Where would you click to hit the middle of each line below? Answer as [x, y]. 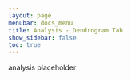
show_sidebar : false [43, 38]
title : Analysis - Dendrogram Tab [66, 30]
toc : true [25, 45]
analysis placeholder [42, 67]
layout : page [30, 15]
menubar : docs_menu [41, 23]
